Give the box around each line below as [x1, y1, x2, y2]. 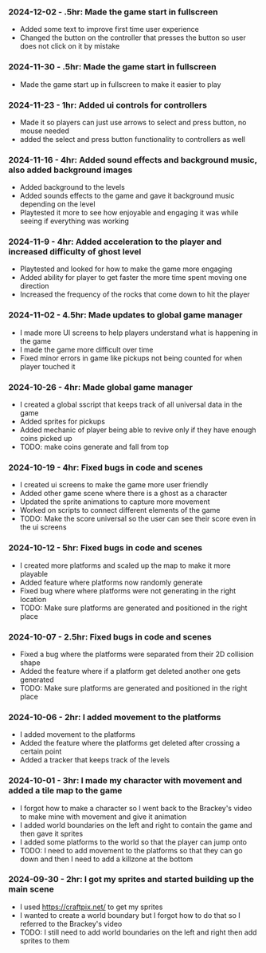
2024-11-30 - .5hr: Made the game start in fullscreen [8, 61, 217, 73]
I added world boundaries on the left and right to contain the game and [19, 820, 252, 829]
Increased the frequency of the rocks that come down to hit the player [19, 289, 251, 299]
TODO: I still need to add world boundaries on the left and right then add [19, 927, 257, 937]
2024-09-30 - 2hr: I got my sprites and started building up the [8, 874, 255, 885]
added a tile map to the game [8, 785, 123, 796]
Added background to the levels [19, 183, 125, 192]
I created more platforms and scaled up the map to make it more [19, 561, 231, 570]
